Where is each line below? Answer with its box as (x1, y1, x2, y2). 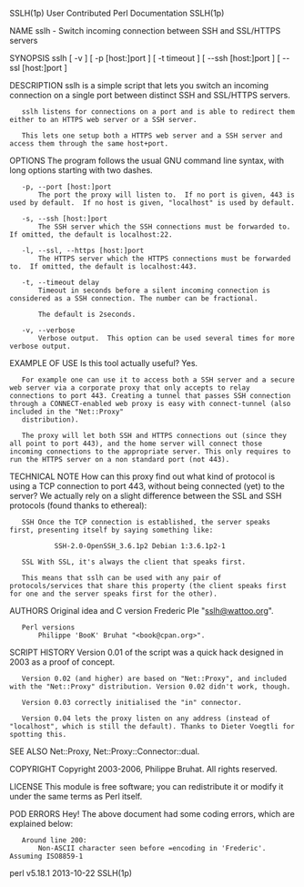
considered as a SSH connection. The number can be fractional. (9, 294, 258, 303)
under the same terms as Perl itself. (9, 791, 143, 801)
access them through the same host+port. (9, 139, 169, 148)
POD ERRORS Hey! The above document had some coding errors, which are (9, 809, 296, 819)
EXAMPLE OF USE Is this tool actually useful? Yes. (9, 358, 198, 368)
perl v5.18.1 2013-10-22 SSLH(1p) (9, 868, 133, 878)
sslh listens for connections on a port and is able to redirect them (21, 107, 296, 117)
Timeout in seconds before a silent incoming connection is (37, 286, 271, 295)
